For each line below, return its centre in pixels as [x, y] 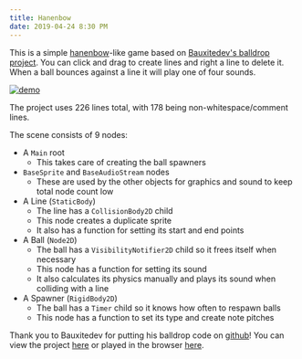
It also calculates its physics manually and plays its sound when [156, 279]
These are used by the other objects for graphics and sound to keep [165, 181]
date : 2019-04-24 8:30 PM [58, 26]
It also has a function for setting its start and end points [140, 230]
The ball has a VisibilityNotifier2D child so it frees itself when [156, 249]
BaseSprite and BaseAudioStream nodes [96, 172]
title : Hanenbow [40, 18]
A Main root [44, 153]
